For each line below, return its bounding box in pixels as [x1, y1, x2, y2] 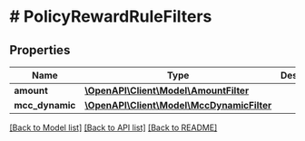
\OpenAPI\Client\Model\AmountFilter [84, 84, 250, 97]
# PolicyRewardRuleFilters [9, 6, 212, 27]
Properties [9, 42, 71, 58]
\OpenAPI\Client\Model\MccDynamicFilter [84, 99, 272, 111]
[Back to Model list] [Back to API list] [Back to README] [9, 122, 218, 133]
